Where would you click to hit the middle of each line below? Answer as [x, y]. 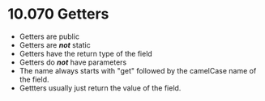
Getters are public [49, 36]
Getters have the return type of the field [86, 53]
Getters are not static [55, 44]
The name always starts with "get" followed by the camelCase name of [138, 70]
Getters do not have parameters [73, 62]
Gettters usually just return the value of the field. [100, 88]
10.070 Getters [58, 14]
